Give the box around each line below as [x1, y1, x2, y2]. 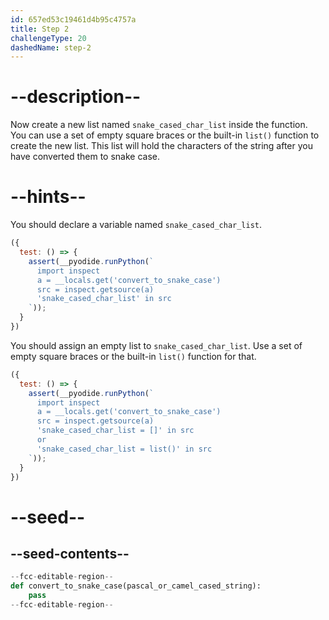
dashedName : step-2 [10, 42, 92, 53]
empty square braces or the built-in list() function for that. [10, 350, 257, 362]
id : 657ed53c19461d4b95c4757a [10, 14, 137, 25]
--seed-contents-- [10, 545, 130, 562]
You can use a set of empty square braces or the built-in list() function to [10, 129, 320, 141]
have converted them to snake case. [10, 151, 161, 163]
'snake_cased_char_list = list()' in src [36, 444, 213, 454]
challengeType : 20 [10, 33, 87, 43]
